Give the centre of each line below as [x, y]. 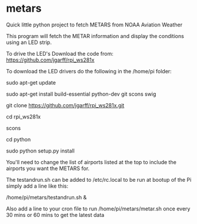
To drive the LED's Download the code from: [60, 53]
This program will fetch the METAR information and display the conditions [95, 36]
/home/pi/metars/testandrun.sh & [46, 197]
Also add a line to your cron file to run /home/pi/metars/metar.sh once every [98, 208]
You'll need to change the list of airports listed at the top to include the [91, 162]
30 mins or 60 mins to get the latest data [55, 215]
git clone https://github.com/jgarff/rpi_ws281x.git [65, 105]
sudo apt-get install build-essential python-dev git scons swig [81, 94]
